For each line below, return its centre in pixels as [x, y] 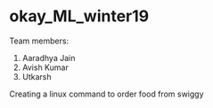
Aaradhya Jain [49, 58]
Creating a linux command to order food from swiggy [106, 94]
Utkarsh [37, 76]
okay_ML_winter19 [79, 16]
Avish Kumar [45, 67]
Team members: [39, 41]
